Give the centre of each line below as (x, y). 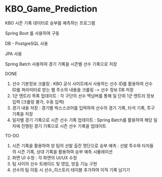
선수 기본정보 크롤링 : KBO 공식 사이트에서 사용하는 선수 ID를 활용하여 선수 (82, 84)
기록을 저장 (22, 114)
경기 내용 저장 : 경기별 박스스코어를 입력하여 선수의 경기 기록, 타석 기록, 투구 (83, 108)
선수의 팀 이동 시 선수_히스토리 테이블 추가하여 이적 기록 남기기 (71, 170)
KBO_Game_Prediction (51, 9)
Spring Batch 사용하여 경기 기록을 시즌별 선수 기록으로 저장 (61, 64)
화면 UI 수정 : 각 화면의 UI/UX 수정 (44, 158)
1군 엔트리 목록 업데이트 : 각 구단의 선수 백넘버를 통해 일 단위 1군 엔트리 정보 (83, 96)
